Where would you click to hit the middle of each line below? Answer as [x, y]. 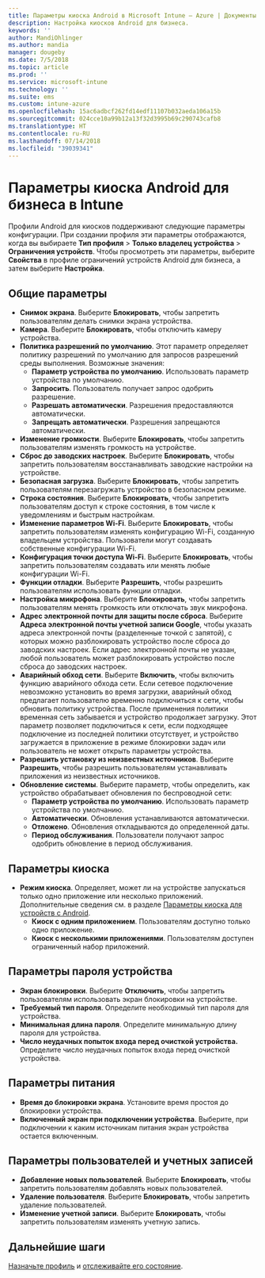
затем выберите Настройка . [57, 269]
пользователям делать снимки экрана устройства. [106, 321]
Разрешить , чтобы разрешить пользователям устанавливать [123, 768]
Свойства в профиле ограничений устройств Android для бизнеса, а [125, 260]
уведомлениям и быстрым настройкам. [87, 515]
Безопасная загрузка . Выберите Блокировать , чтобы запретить [129, 482]
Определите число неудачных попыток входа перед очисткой [125, 1050]
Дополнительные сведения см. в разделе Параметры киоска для [131, 904]
